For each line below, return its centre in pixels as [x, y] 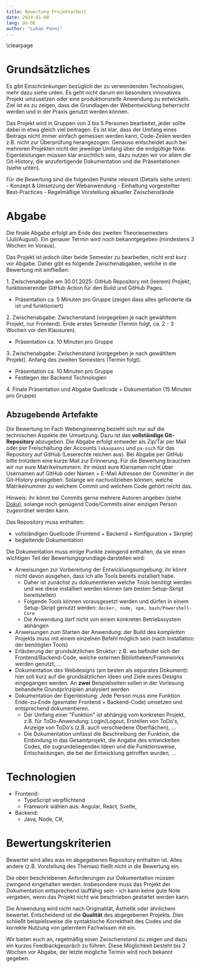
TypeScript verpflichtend [54, 800]
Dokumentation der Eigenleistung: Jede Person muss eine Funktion [97, 696]
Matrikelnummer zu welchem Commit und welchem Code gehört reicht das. [99, 486]
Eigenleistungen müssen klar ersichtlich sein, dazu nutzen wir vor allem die [99, 155]
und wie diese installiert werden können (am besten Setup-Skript [104, 588]
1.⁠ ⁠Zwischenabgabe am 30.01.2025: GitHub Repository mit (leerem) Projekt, [99, 281]
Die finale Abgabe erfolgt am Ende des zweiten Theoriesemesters [87, 233]
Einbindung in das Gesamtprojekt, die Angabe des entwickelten [102, 740]
